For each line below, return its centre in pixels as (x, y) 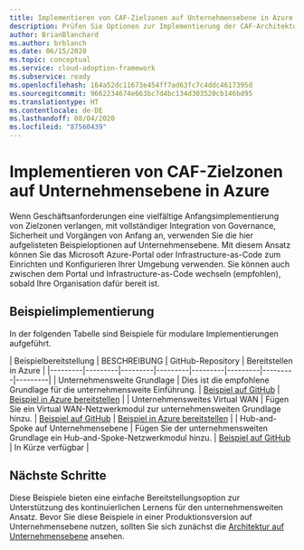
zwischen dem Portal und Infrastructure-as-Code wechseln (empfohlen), (145, 273)
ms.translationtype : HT (54, 102)
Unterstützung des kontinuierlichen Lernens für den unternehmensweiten (146, 507)
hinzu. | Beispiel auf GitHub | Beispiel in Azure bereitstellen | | (123, 418)
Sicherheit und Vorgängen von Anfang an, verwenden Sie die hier (131, 235)
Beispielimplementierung (82, 312)
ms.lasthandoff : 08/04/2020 (62, 119)
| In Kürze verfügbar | (49, 447)
